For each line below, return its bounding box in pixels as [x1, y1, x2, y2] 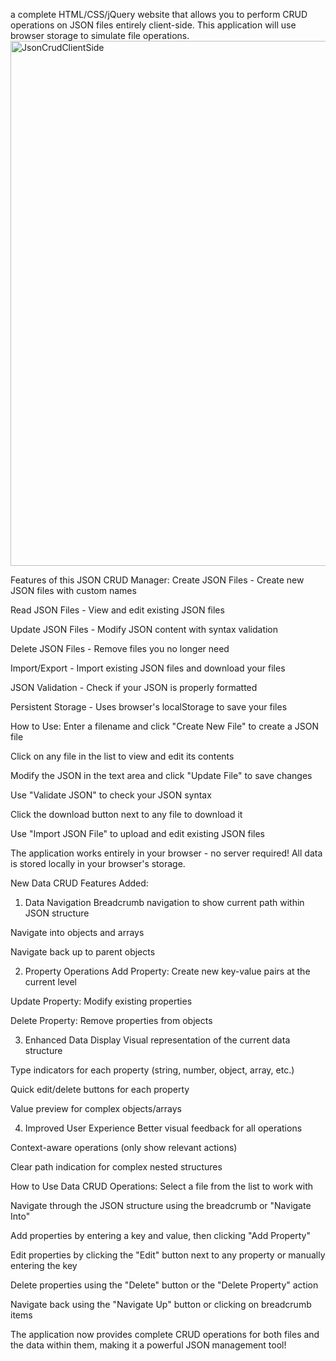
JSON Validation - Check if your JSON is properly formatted [10, 682, 258, 693]
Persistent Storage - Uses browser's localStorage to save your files [10, 701, 288, 713]
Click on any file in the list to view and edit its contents [10, 750, 235, 762]
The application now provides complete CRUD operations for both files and [10, 1329, 320, 1340]
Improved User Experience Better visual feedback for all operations [24, 1122, 303, 1134]
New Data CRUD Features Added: [10, 877, 149, 889]
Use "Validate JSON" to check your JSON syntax [10, 789, 212, 801]
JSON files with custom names [10, 585, 137, 596]
